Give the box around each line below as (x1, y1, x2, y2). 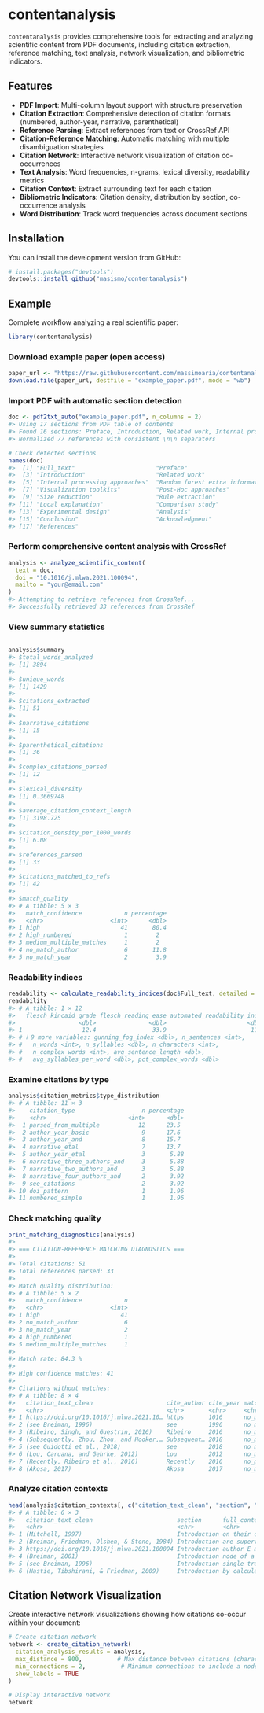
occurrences (19, 159, 61, 168)
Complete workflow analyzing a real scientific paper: (8, 318, 179, 327)
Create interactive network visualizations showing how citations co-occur (8, 1610, 246, 1619)
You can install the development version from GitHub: (8, 252, 181, 262)
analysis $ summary (8, 647, 65, 654)
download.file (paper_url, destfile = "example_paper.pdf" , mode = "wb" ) (8, 377, 251, 385)
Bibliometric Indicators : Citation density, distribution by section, (19, 192, 229, 201)
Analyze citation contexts (8, 1483, 108, 1494)
